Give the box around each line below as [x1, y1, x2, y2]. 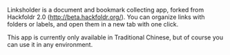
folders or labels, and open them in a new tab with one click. [7, 20, 179, 28]
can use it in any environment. [7, 41, 93, 48]
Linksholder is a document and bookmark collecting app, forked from [7, 6, 204, 14]
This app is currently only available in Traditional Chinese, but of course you [7, 33, 223, 41]
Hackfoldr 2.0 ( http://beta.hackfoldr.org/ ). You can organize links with [7, 13, 205, 21]
